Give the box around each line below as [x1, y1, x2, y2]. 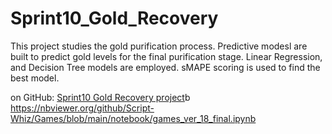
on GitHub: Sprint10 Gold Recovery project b [10, 91, 191, 103]
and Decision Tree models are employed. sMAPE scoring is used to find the [10, 61, 321, 73]
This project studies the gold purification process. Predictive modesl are [10, 40, 308, 52]
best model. [10, 72, 60, 84]
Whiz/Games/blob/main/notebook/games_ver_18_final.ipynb [10, 112, 257, 124]
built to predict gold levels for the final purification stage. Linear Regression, [10, 50, 323, 62]
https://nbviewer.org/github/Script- [10, 102, 155, 114]
